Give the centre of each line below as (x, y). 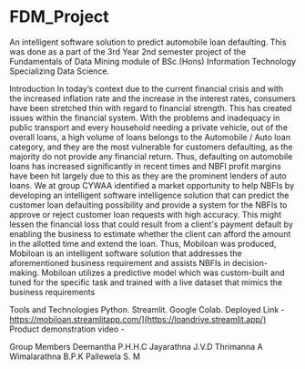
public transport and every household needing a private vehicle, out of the (149, 127)
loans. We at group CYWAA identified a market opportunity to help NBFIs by (152, 185)
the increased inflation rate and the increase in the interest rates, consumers (152, 98)
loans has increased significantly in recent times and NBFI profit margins (146, 166)
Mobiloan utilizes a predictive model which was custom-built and (163, 272)
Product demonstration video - (67, 329)
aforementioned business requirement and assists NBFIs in (120, 262)
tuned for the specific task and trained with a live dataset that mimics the (146, 282)
